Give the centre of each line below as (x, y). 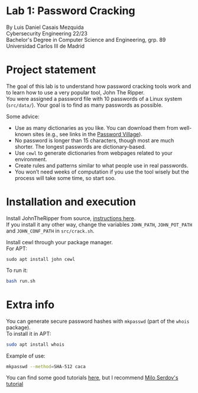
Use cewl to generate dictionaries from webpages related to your (93, 153)
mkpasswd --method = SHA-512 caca (46, 366)
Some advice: (23, 116)
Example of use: (26, 356)
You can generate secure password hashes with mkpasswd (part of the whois (98, 321)
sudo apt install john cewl (41, 259)
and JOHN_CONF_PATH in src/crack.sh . (50, 231)
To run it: (17, 270)
